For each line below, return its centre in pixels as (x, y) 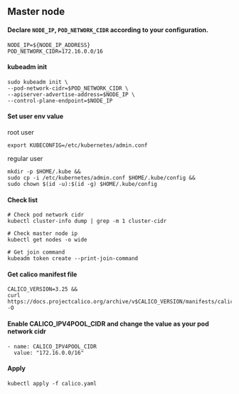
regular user (25, 159)
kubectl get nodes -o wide (47, 240)
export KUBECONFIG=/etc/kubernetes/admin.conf (78, 145)
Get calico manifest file (42, 274)
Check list (22, 199)
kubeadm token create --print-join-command (73, 259)
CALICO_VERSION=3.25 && (43, 289)
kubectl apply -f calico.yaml (52, 383)
